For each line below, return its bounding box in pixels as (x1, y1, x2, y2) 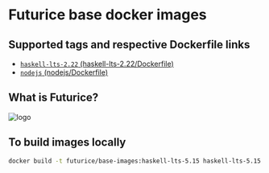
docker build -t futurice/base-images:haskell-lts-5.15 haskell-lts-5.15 (8, 157, 262, 165)
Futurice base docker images (8, 6, 207, 24)
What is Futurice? (8, 91, 99, 105)
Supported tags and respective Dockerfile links (8, 38, 250, 51)
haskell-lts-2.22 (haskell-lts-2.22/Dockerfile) (19, 59, 175, 68)
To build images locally (8, 135, 126, 150)
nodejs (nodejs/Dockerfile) (19, 68, 109, 77)
